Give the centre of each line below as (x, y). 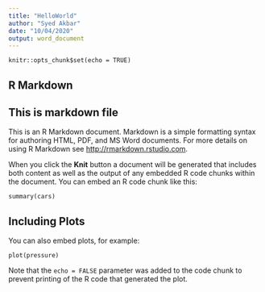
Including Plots (47, 221)
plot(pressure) (34, 256)
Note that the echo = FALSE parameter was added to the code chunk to (125, 270)
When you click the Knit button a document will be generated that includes (132, 165)
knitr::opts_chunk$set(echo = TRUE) (70, 60)
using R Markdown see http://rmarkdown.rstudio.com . (98, 149)
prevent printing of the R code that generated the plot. (98, 279)
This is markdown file (64, 113)
